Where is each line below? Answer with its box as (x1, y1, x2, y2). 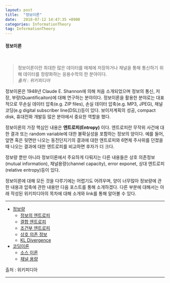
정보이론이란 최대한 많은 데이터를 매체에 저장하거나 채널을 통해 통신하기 (17, 65, 158, 71)
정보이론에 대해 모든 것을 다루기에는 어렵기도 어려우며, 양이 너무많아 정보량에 (5, 178, 157, 184)
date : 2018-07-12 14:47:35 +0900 (5, 17, 80, 22)
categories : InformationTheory (5, 21, 71, 27)
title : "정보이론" (5, 12, 42, 17)
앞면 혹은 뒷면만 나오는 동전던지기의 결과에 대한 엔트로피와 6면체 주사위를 (5, 137, 150, 143)
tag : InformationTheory (5, 26, 56, 32)
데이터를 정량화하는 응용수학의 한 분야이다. (23, 71, 107, 77)
